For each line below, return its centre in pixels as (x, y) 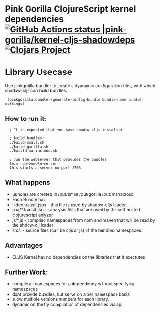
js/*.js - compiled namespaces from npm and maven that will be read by (84, 220)
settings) (15, 104)
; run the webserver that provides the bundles (58, 159)
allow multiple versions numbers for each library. (61, 299)
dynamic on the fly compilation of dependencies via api (67, 305)
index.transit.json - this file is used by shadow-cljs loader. (69, 205)
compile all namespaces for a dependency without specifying (73, 284)
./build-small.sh (27, 142)
